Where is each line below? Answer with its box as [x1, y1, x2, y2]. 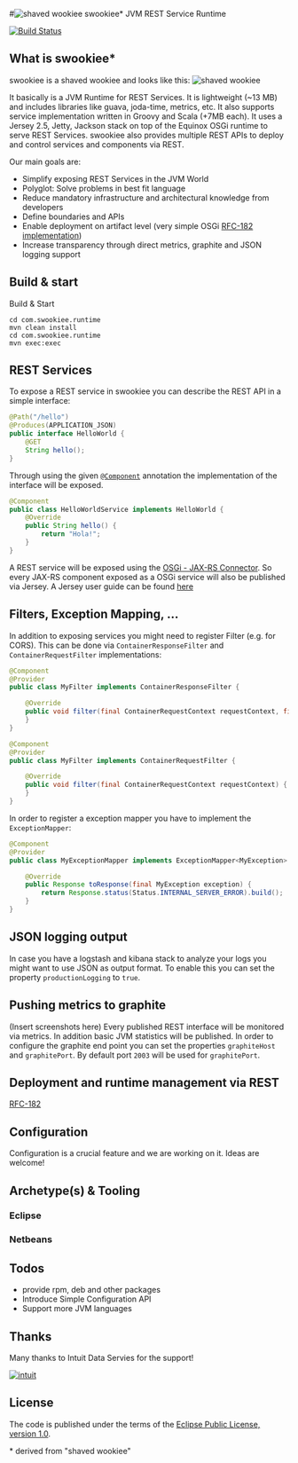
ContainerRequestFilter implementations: [9, 649, 162, 660]
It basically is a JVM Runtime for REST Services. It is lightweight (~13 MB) [9, 91, 278, 102]
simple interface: [9, 396, 71, 406]
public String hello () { [25, 522, 117, 531]
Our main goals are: [9, 156, 82, 167]
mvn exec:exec [9, 338, 62, 348]
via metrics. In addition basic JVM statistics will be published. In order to [9, 1030, 274, 1042]
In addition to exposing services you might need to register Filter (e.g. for [9, 630, 277, 641]
